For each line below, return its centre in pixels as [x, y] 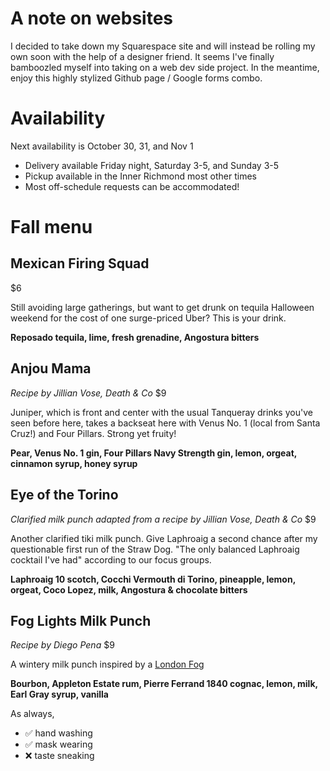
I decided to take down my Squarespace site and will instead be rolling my [163, 46]
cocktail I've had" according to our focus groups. [111, 559]
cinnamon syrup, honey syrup [74, 463]
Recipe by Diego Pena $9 [62, 645]
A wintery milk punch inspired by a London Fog [107, 664]
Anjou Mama [51, 368]
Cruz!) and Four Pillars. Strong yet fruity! [93, 433]
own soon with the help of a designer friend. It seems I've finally [142, 56]
